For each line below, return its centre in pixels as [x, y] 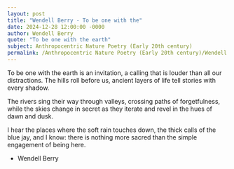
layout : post [26, 14]
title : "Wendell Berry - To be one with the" [75, 20]
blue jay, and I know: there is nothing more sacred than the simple [102, 137]
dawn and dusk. [30, 116]
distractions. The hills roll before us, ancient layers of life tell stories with [111, 80]
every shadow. [28, 88]
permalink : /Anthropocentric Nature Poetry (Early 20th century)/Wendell [117, 53]
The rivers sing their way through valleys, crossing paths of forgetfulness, [114, 101]
